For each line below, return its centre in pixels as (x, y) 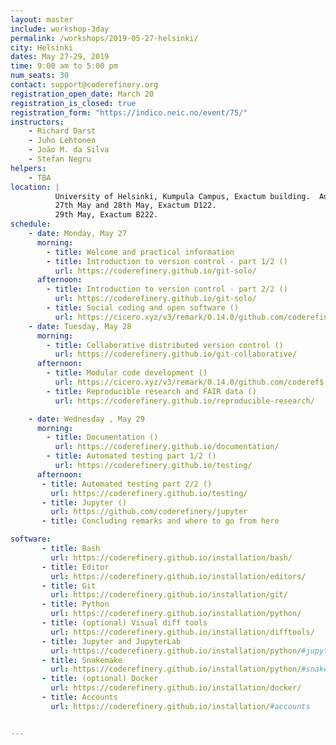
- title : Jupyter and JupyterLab (111, 641)
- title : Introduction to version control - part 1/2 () (167, 261)
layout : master (42, 19)
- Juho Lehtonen (62, 141)
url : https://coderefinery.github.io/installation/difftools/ (182, 632)
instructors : (37, 122)
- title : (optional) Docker (100, 679)
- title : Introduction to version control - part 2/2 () (167, 289)
